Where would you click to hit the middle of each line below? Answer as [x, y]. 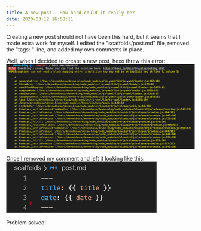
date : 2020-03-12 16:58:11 [40, 19]
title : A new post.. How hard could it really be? [71, 13]
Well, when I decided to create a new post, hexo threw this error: [86, 61]
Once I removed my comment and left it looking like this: [75, 159]
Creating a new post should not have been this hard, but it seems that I [93, 36]
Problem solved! [26, 223]
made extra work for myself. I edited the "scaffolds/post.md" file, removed [98, 43]
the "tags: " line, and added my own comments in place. [75, 49]
